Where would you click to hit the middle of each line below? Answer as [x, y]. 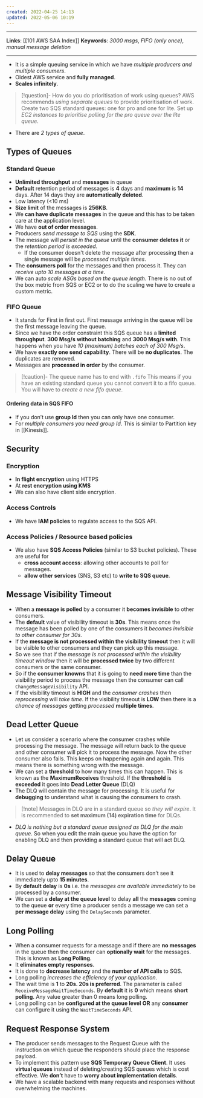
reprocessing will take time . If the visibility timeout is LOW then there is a [105, 699]
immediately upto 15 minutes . [52, 880]
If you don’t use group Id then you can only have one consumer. [95, 417]
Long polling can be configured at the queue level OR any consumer [101, 1003]
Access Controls [31, 508]
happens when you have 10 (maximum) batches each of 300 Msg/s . [100, 346]
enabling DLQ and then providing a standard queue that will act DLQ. [100, 840]
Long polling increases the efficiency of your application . [86, 978]
